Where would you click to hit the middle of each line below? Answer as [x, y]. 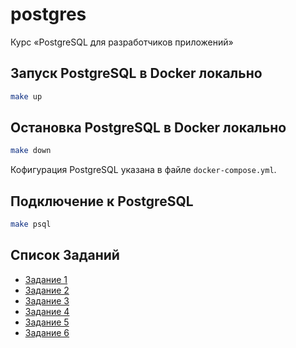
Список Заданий [65, 255]
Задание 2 [47, 290]
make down [31, 151]
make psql [31, 224]
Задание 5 [47, 322]
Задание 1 [46, 279]
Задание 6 [47, 332]
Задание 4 [47, 311]
